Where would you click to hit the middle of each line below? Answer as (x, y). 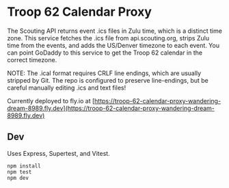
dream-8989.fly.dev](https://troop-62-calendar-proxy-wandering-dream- (111, 108)
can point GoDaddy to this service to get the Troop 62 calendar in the (105, 53)
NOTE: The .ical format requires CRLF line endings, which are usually (104, 73)
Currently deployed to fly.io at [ (51, 100)
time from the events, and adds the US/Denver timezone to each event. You (113, 45)
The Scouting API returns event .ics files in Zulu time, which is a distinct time (114, 31)
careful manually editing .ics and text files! (67, 88)
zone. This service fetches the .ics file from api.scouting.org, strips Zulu (108, 38)
